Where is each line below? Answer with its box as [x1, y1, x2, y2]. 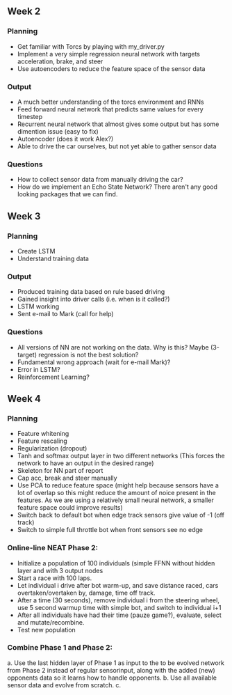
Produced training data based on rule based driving [17, 288, 165, 296]
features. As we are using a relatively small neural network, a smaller [17, 496, 214, 504]
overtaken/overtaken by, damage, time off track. [17, 588, 156, 597]
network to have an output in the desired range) [17, 459, 154, 467]
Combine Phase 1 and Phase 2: [7, 643, 113, 653]
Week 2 [7, 6, 41, 17]
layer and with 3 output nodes [17, 566, 103, 575]
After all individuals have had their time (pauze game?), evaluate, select [17, 611, 222, 619]
